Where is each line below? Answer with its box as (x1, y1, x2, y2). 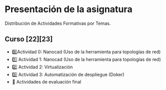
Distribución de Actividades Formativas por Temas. (5, 20, 111, 26)
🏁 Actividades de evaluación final (12, 78, 82, 84)
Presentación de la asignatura (5, 4, 133, 15)
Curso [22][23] (5, 35, 53, 43)
